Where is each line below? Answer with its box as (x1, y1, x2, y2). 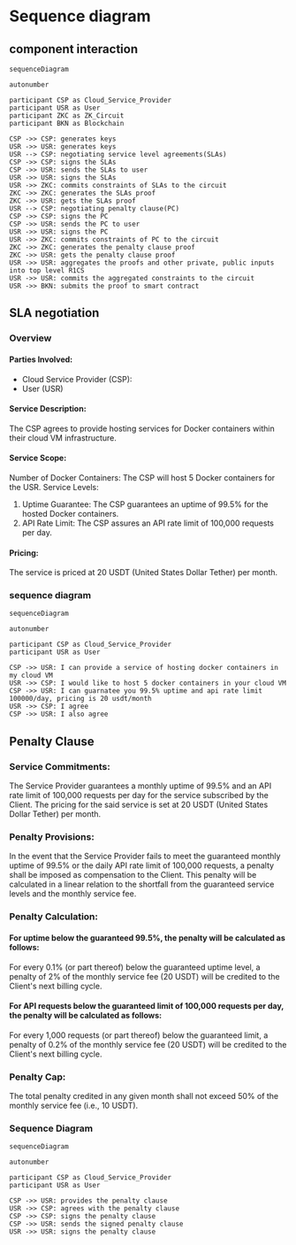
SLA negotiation (9, 305, 100, 320)
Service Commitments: (9, 760, 110, 772)
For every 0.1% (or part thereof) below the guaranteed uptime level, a (9, 962, 261, 972)
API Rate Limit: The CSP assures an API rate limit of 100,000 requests (21, 518, 274, 528)
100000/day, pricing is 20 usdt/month (9, 695, 152, 703)
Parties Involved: (9, 354, 73, 365)
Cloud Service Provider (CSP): (21, 373, 133, 384)
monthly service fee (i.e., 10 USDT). (9, 1100, 139, 1111)
